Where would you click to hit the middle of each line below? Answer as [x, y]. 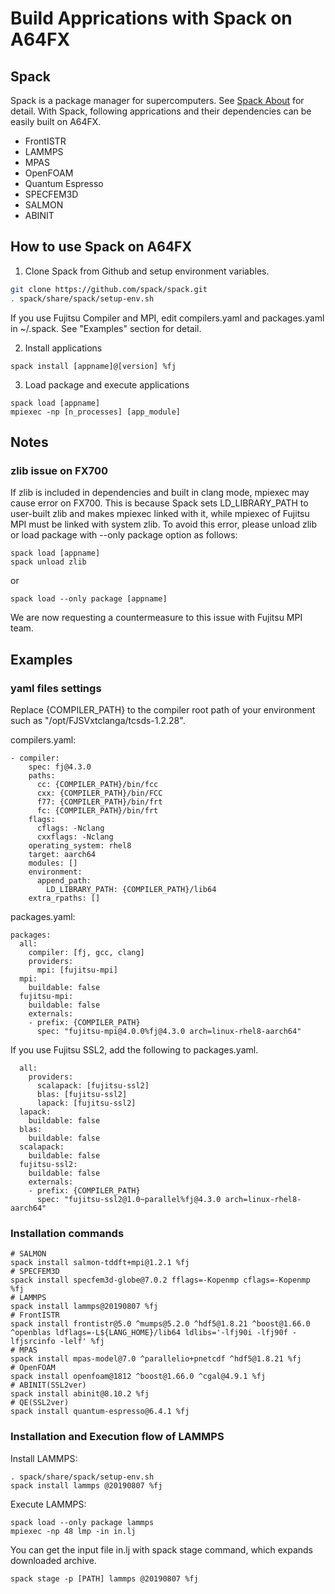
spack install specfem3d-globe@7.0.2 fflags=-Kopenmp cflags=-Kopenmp [160, 1280]
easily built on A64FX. [56, 121]
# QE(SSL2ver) [40, 1403]
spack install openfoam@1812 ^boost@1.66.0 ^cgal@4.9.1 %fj [138, 1377]
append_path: [64, 880]
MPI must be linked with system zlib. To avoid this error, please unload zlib [164, 524]
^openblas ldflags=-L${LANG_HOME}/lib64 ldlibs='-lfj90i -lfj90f [149, 1333]
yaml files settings [56, 688]
